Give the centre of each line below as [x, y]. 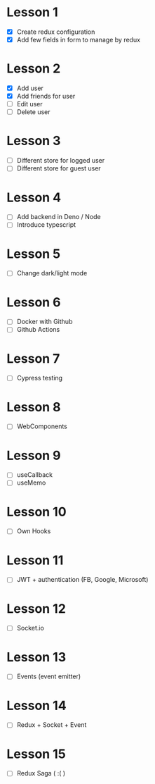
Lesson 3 [34, 141]
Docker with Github [45, 322]
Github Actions [38, 330]
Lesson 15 [36, 754]
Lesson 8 [34, 407]
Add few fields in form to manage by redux [79, 40]
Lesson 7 [33, 358]
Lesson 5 [34, 254]
